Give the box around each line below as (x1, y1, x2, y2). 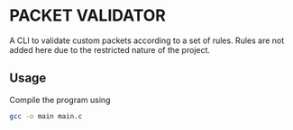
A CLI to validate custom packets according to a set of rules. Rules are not (9, 35, 285, 46)
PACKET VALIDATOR (9, 5, 167, 26)
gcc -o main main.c (9, 111, 83, 121)
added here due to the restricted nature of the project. (9, 44, 210, 55)
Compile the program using (9, 94, 111, 105)
